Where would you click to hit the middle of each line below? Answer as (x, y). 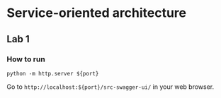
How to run (26, 59)
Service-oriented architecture (97, 13)
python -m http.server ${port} (53, 73)
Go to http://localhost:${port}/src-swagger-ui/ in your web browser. (110, 87)
